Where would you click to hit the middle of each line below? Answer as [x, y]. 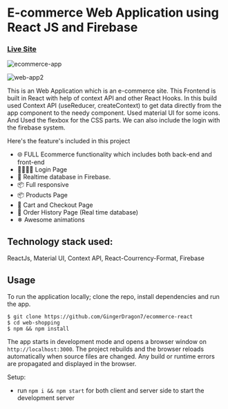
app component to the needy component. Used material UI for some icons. [114, 113]
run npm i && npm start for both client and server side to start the [111, 391]
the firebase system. [36, 128]
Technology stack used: [60, 241]
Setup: [17, 377]
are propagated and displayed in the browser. [72, 364]
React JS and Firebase [73, 27]
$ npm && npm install [38, 329]
